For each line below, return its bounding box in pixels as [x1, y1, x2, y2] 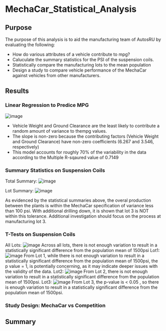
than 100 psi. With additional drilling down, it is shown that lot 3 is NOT [5, 208, 149, 214]
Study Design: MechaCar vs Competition [5, 302, 106, 309]
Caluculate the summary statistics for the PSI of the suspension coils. [12, 57, 154, 63]
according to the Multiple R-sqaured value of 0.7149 [12, 154, 119, 160]
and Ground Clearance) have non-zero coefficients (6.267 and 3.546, [12, 138, 154, 145]
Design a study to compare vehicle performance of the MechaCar [12, 67, 147, 73]
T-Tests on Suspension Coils [5, 231, 76, 238]
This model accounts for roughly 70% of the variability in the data [12, 149, 147, 155]
